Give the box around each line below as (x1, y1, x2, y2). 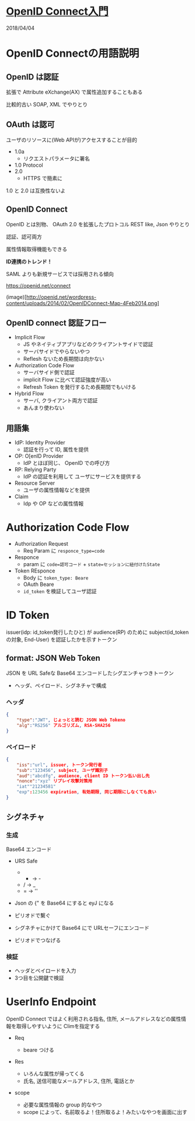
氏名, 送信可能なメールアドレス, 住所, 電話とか (23, 1077, 135, 1084)
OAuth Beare (23, 581, 54, 588)
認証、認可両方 (6, 233, 42, 240)
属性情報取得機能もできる (6, 246, 68, 253)
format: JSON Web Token (6, 653, 100, 663)
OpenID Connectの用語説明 (6, 47, 140, 60)
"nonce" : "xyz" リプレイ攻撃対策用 (16, 778, 92, 784)
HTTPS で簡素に (23, 174, 62, 181)
